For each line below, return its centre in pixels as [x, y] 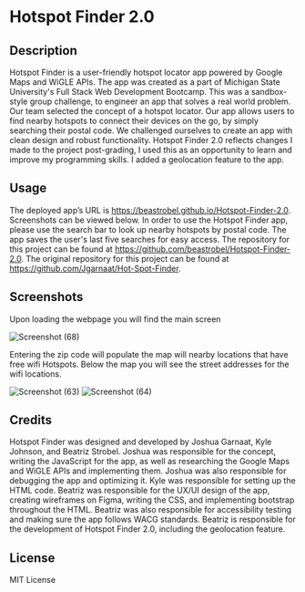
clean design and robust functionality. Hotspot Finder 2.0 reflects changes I [151, 140]
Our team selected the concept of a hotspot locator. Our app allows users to [152, 111]
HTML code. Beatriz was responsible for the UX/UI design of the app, [140, 491]
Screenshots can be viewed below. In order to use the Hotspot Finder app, [149, 220]
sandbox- [269, 92]
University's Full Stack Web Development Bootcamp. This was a [129, 92]
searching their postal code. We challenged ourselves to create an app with [151, 130]
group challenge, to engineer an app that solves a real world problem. [160, 101]
